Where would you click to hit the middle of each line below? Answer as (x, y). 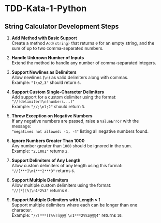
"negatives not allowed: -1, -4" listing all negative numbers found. (80, 131)
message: (21, 126)
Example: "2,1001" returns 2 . (40, 151)
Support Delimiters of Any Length (46, 160)
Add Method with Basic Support (44, 38)
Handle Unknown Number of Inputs (48, 58)
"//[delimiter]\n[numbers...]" (43, 102)
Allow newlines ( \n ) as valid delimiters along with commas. (70, 77)
